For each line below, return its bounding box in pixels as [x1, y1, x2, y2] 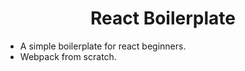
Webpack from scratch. [19, 50, 117, 62]
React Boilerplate [90, 7, 236, 30]
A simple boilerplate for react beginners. [19, 40, 187, 52]
